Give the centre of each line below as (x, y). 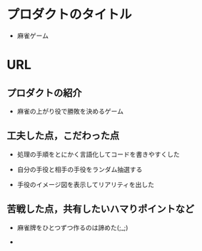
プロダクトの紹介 (44, 93)
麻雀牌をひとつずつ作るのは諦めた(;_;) (72, 228)
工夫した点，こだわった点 (63, 136)
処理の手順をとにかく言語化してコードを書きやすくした (98, 154)
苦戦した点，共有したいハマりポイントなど (100, 209)
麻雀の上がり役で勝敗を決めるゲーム (70, 111)
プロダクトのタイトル (70, 15)
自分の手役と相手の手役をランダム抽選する (80, 169)
